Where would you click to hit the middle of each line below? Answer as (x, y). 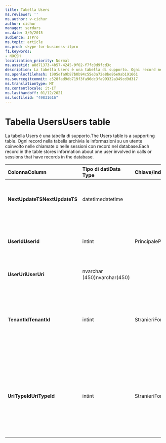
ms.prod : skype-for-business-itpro (42, 47)
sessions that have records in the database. (49, 157)
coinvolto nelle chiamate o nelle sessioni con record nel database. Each (77, 147)
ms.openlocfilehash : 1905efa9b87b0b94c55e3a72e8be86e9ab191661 (72, 74)
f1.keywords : (19, 51)
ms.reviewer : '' (22, 14)
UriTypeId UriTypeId (31, 396)
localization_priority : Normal (37, 61)
